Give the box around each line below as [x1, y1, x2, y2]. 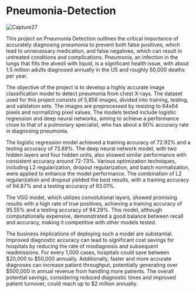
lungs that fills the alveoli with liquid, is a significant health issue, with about [6, 60, 189, 67]
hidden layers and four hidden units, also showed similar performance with [6, 151, 187, 158]
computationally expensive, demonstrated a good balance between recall [6, 213, 184, 220]
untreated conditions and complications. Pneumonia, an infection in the [6, 53, 178, 60]
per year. [6, 72, 28, 79]
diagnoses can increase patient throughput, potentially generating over [6, 261, 178, 268]
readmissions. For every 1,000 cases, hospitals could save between [6, 248, 170, 256]
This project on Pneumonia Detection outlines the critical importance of [6, 35, 179, 42]
